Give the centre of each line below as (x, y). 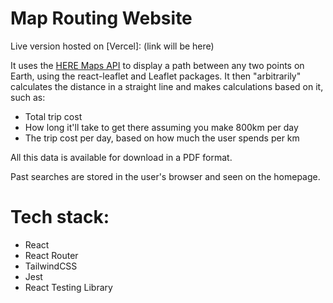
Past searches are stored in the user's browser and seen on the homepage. (165, 176)
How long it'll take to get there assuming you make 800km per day (161, 127)
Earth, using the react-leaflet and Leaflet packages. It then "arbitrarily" (156, 76)
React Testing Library (68, 287)
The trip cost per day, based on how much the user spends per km (162, 138)
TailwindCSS (51, 266)
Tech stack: (60, 217)
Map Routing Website (101, 18)
